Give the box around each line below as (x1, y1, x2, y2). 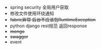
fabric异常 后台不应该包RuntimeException (9, 17, 96, 22)
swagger (9, 34, 28, 40)
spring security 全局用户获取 (9, 4, 69, 10)
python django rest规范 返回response (9, 23, 87, 29)
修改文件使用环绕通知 (9, 10, 54, 16)
